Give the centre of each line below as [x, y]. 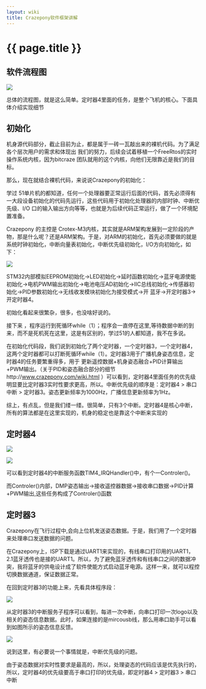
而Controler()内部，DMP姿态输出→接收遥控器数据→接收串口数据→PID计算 [100, 486]
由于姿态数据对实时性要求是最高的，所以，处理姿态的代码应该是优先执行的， [103, 665]
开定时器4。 [22, 299]
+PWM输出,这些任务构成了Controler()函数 [59, 494]
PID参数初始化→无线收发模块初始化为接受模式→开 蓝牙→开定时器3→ [109, 292]
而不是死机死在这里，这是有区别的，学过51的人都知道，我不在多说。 [103, 333]
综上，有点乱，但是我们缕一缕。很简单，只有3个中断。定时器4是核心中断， [101, 405]
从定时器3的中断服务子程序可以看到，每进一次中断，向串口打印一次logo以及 [102, 612]
